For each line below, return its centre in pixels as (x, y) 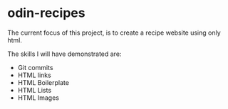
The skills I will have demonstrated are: (64, 54)
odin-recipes (46, 13)
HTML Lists (35, 90)
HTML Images (38, 98)
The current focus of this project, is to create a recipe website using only (114, 33)
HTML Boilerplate (43, 82)
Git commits (35, 67)
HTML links (34, 75)
